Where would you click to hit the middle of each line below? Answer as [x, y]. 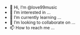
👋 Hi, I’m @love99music [33, 7]
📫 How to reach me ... [32, 28]
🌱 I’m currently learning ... [35, 17]
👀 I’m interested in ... [30, 12]
